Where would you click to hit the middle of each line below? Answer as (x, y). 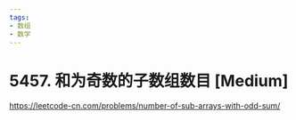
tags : (19, 17)
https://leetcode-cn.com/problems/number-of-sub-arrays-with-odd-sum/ (145, 106)
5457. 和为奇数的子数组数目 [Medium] (149, 80)
